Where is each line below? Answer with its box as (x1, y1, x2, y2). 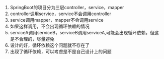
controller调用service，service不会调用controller (10, 11, 112, 17)
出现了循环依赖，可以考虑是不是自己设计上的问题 (10, 48, 112, 54)
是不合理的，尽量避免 (10, 36, 54, 42)
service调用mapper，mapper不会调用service (10, 17, 104, 23)
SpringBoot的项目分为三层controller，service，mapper (10, 5, 124, 10)
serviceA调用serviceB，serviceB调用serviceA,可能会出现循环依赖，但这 (10, 30, 159, 35)
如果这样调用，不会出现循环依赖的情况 (10, 23, 90, 29)
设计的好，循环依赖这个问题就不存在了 (10, 42, 90, 48)
